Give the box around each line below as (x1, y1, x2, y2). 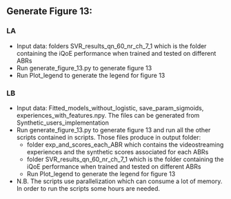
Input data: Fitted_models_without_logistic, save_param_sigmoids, (16, 103, 204, 112)
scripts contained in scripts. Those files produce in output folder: (16, 133, 201, 141)
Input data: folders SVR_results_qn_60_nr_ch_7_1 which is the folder (16, 41, 207, 50)
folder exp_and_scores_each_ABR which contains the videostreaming (26, 140, 224, 149)
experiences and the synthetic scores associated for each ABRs (26, 147, 209, 156)
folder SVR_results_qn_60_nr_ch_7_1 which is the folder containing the (26, 155, 224, 163)
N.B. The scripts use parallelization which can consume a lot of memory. (16, 177, 223, 185)
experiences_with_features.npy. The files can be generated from (16, 111, 200, 119)
